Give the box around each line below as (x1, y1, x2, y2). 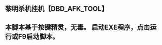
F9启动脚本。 (18, 32, 59, 41)
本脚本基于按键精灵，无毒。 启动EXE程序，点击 (5, 23, 150, 31)
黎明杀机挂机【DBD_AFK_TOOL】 (5, 4, 108, 13)
